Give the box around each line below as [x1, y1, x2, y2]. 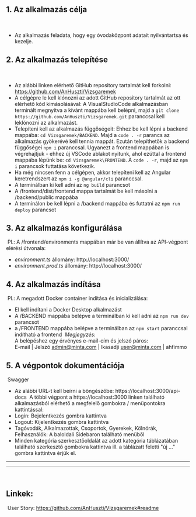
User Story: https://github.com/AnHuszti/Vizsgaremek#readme [7, 504, 159, 511]
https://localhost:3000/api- [115, 388, 181, 395]
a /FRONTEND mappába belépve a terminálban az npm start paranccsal [14, 325, 188, 332]
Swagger [7, 376, 29, 383]
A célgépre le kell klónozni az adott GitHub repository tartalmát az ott [14, 94, 181, 101]
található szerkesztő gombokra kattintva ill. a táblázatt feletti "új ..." [14, 443, 176, 450]
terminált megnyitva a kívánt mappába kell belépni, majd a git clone [14, 107, 180, 114]
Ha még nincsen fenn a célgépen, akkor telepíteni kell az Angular [14, 169, 171, 176]
